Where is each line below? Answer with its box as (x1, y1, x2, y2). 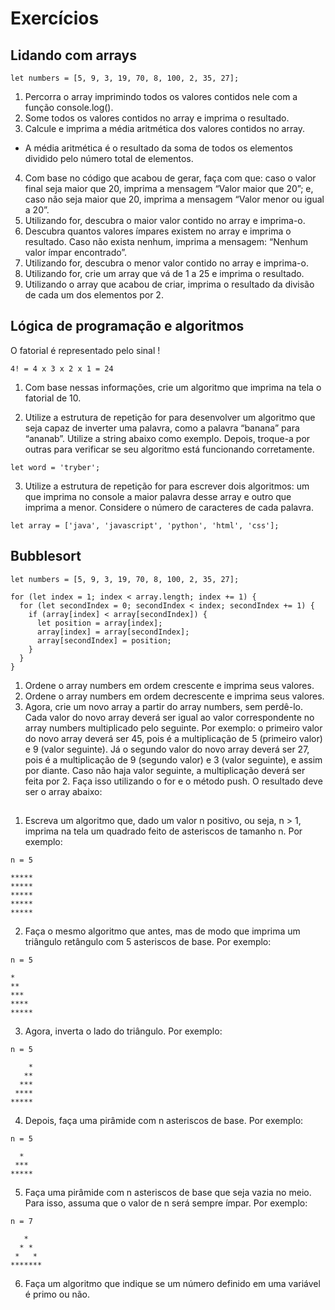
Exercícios (10, 7, 100, 30)
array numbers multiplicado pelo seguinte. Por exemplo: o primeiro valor (24, 722, 323, 734)
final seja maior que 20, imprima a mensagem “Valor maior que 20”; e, (24, 183, 314, 194)
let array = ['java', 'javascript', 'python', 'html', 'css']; (10, 520, 280, 531)
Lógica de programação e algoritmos (10, 318, 245, 335)
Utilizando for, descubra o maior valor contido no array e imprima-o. (24, 215, 306, 226)
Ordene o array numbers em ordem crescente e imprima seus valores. (24, 679, 315, 691)
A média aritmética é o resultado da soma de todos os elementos (24, 142, 293, 154)
